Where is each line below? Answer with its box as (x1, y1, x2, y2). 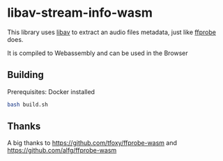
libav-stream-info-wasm (7, 5, 153, 21)
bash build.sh (7, 101, 49, 108)
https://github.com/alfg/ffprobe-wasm (7, 146, 117, 155)
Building (7, 69, 44, 81)
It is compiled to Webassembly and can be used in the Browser (7, 49, 188, 57)
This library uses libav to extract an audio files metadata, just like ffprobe (7, 28, 216, 36)
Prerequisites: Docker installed (7, 87, 95, 95)
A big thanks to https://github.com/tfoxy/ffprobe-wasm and (7, 139, 178, 147)
